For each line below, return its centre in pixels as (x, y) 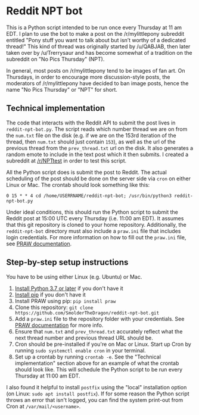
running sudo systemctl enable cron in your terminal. (80, 350)
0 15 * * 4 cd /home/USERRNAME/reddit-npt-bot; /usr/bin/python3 (89, 196)
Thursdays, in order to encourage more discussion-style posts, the (88, 77)
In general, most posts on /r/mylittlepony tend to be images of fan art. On (96, 70)
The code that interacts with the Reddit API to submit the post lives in (91, 123)
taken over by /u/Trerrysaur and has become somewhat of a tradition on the (99, 52)
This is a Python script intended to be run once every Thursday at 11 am (94, 27)
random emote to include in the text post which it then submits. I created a (97, 154)
